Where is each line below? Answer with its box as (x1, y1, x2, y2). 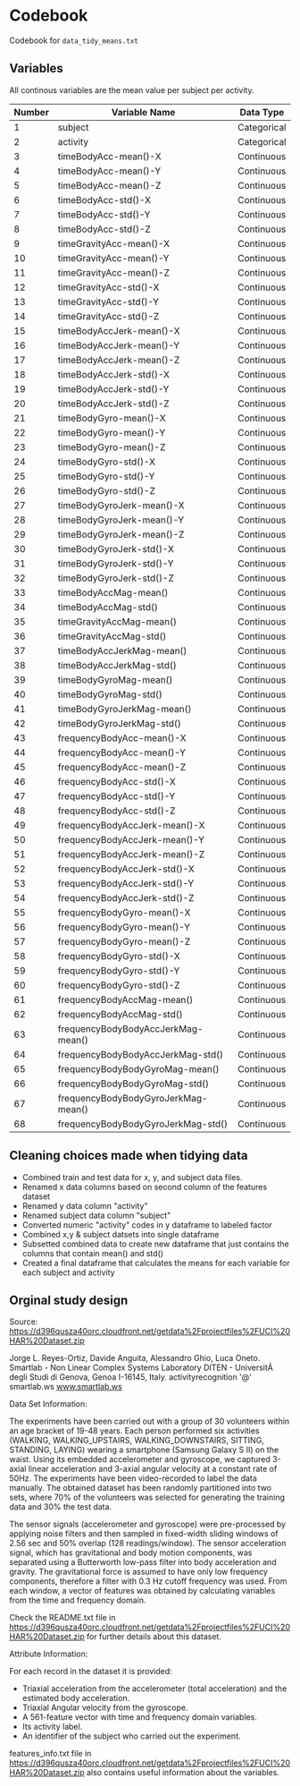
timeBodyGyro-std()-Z (57, 484, 156, 497)
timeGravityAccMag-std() (57, 630, 167, 642)
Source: (9, 1316, 38, 1327)
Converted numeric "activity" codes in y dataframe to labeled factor (21, 1219, 272, 1230)
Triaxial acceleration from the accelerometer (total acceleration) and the (21, 1683, 287, 1694)
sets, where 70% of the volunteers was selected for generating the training (9, 1492, 286, 1503)
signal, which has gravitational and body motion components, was (9, 1547, 253, 1558)
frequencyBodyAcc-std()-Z (57, 804, 176, 817)
